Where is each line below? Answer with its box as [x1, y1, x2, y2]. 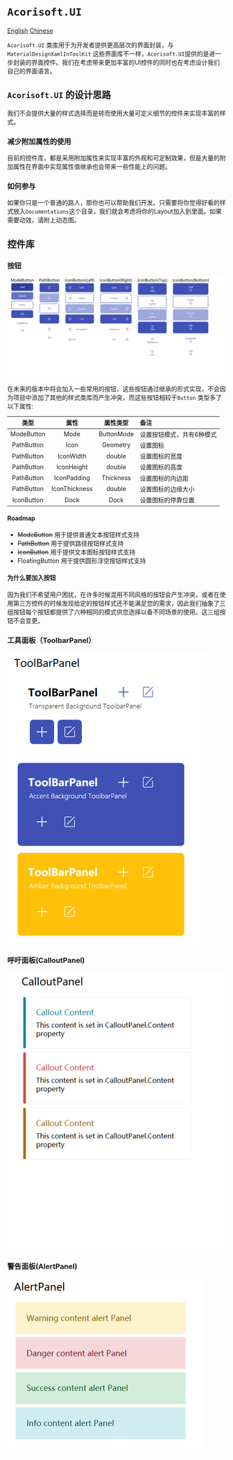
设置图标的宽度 [139, 452, 182, 461]
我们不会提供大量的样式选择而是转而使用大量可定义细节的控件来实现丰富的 [7, 108, 220, 117]
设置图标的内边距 [139, 474, 189, 482]
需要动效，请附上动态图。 [7, 216, 80, 224]
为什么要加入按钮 [7, 574, 56, 582]
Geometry [101, 441, 131, 449]
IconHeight [56, 463, 88, 471]
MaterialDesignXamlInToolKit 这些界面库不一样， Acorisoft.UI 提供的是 [7, 49, 209, 58]
